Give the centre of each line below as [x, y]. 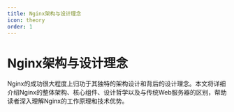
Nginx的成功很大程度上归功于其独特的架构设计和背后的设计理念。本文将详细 [117, 83]
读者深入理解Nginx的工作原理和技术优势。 [68, 101]
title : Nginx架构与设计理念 [44, 14]
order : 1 [20, 26]
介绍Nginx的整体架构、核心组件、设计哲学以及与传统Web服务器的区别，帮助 [117, 93]
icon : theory [26, 20]
